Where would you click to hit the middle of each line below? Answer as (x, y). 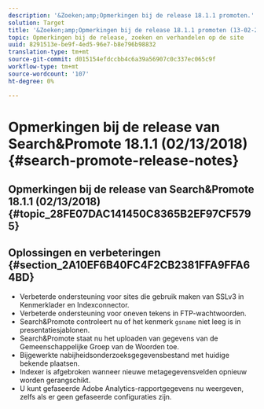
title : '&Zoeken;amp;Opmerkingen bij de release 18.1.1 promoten (117, 30)
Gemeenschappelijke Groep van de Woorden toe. (99, 346)
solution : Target (37, 23)
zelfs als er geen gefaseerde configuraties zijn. (95, 396)
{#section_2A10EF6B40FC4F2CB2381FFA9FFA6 (129, 265)
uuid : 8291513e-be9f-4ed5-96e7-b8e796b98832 (82, 45)
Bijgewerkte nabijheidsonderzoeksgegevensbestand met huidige (125, 355)
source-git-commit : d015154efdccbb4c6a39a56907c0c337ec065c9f (112, 60)
